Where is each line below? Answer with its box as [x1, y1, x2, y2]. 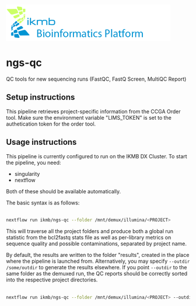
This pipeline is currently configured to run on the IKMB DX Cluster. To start [6, 152, 188, 159]
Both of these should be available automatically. [6, 187, 121, 194]
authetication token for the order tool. [6, 120, 96, 127]
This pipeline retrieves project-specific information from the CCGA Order [6, 107, 181, 115]
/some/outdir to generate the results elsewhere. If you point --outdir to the [6, 264, 187, 271]
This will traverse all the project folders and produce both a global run [6, 228, 174, 235]
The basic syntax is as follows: [6, 199, 80, 206]
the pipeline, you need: [6, 159, 61, 166]
